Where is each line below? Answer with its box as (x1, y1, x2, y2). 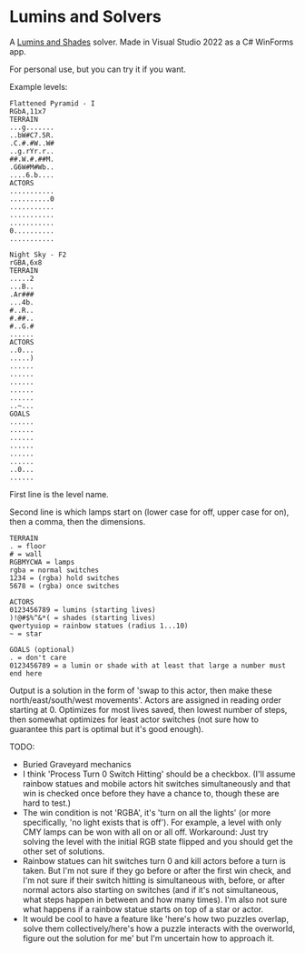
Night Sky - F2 (9, 250, 67, 259)
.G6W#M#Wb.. (9, 162, 54, 172)
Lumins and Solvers (9, 6, 162, 27)
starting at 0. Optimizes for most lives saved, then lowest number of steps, (9, 704, 288, 715)
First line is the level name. (9, 488, 109, 499)
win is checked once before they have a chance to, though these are (22, 787, 280, 798)
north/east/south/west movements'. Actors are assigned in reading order (9, 694, 281, 706)
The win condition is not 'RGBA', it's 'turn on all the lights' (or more (22, 807, 271, 818)
